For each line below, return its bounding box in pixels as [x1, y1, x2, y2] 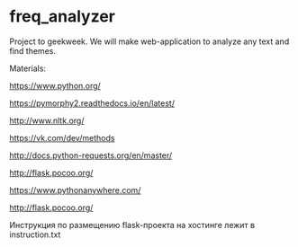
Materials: [9, 63, 47, 74]
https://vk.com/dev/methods [9, 132, 115, 143]
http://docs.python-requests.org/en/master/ [9, 150, 173, 161]
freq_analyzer [9, 6, 115, 27]
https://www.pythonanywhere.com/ [9, 184, 141, 195]
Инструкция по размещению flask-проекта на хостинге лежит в [9, 219, 255, 230]
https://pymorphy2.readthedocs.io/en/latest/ [9, 97, 176, 109]
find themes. [9, 45, 57, 56]
